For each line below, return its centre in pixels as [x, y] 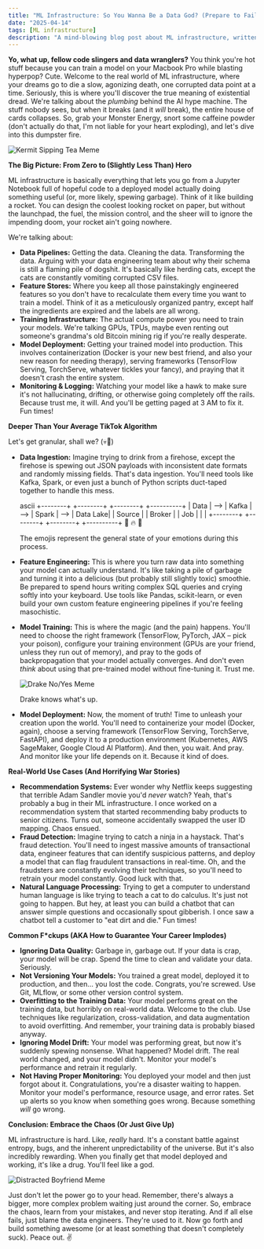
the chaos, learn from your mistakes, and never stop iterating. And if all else [130, 1212]
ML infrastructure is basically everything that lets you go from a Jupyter [124, 181]
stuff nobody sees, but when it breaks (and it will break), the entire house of [131, 110]
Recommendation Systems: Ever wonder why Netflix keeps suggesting [136, 787]
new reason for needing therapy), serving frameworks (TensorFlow [128, 361]
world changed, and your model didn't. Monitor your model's [118, 1059]
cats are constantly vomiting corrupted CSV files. [99, 278]
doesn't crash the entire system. [72, 378]
